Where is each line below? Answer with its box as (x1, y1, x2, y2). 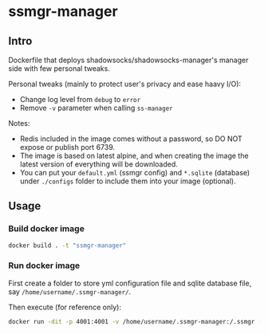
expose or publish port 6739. (19, 143, 116, 151)
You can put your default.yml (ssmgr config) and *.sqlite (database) (19, 168, 250, 177)
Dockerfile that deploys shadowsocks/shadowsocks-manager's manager (8, 55, 249, 65)
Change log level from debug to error (19, 95, 141, 104)
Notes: (8, 119, 30, 128)
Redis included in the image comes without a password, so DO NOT (19, 134, 243, 143)
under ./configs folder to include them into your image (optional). (19, 176, 237, 186)
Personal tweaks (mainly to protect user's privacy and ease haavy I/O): (8, 79, 242, 88)
